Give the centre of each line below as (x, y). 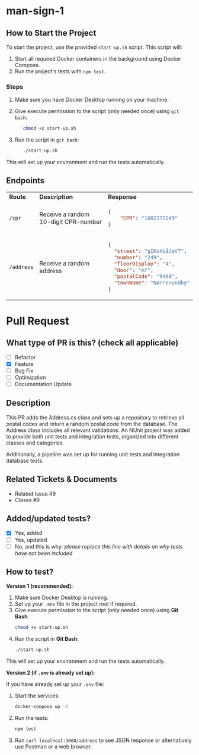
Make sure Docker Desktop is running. (61, 598)
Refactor (25, 357)
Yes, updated (31, 540)
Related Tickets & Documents (62, 479)
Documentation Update (43, 384)
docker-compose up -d (41, 707)
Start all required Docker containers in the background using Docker (98, 59)
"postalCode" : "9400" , (146, 276)
